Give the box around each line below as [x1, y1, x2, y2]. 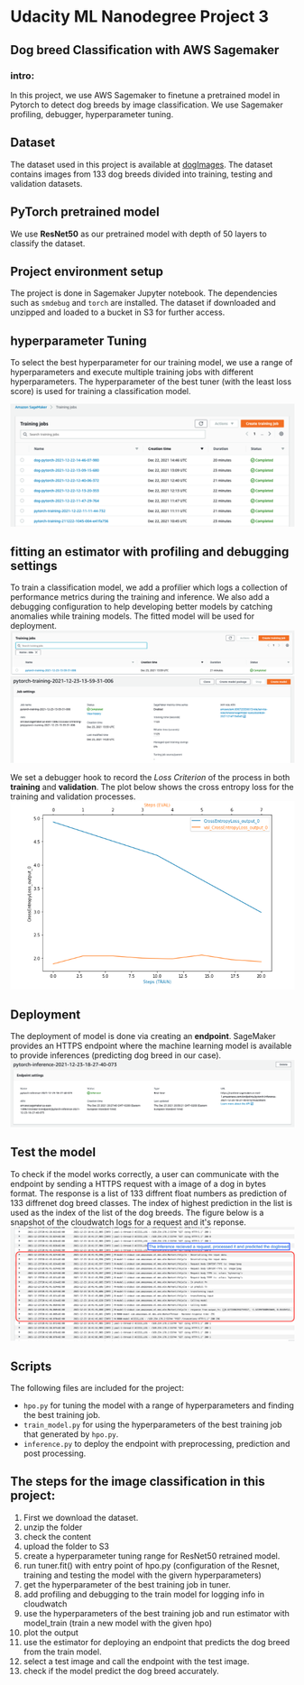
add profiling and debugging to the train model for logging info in [23, 1588, 265, 1599]
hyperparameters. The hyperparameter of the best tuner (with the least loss [10, 376, 292, 387]
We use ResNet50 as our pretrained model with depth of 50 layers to [10, 228, 267, 239]
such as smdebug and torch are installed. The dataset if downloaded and [10, 298, 276, 308]
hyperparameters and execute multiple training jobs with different [10, 367, 253, 378]
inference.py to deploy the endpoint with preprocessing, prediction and [23, 1438, 290, 1449]
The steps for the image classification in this [10, 1474, 265, 1489]
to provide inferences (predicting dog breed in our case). [10, 1050, 222, 1061]
